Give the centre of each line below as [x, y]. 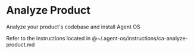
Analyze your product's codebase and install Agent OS [73, 27]
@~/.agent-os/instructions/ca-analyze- [140, 38]
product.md [21, 45]
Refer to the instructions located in [48, 38]
